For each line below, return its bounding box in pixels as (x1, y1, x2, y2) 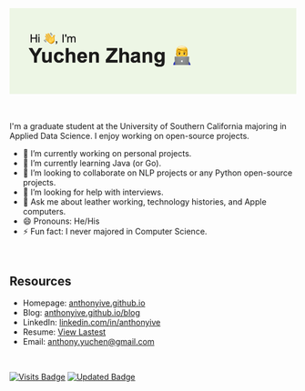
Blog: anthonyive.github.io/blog (22, 307, 141, 317)
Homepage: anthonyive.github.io (22, 297, 146, 308)
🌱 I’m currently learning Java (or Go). (22, 158, 162, 169)
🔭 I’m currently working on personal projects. (22, 148, 192, 159)
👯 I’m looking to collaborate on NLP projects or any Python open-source (22, 167, 293, 178)
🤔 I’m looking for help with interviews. (22, 186, 164, 198)
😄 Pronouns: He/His (22, 216, 100, 226)
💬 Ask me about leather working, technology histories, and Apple (22, 196, 267, 207)
